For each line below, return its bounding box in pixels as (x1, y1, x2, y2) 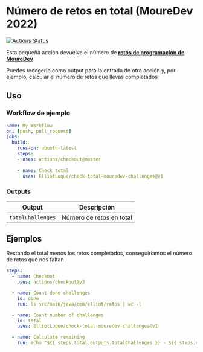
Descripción (79, 203, 115, 211)
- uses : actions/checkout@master (17, 156, 101, 162)
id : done (17, 295, 39, 301)
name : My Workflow (6, 123, 53, 129)
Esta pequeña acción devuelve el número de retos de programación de (6, 48, 185, 56)
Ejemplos (6, 234, 42, 244)
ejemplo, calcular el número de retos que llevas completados (6, 73, 158, 80)
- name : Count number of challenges (11, 312, 104, 318)
